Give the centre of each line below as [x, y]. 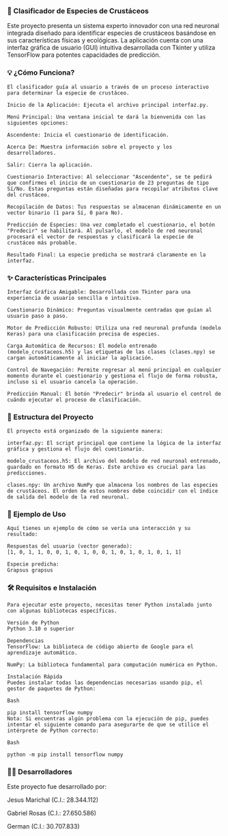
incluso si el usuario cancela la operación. [73, 382]
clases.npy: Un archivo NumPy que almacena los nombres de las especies [113, 485]
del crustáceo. [29, 194]
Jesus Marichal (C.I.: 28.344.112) [53, 800]
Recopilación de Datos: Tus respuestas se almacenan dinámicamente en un [114, 207]
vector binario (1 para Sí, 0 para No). [66, 213]
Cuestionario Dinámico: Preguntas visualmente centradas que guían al [110, 310]
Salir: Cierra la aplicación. [50, 165]
